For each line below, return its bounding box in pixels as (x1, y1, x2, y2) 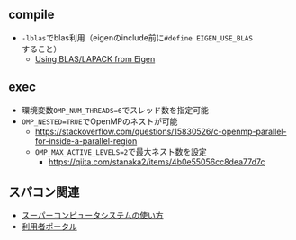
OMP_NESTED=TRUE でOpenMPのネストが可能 (21, 116, 178, 127)
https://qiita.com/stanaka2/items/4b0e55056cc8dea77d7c (48, 156, 265, 167)
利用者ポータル (21, 221, 77, 232)
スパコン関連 (8, 184, 80, 200)
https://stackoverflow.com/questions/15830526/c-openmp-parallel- (34, 126, 287, 137)
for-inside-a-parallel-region (34, 135, 138, 147)
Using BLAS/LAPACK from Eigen (34, 53, 156, 64)
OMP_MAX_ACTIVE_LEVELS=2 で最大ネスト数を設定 (34, 146, 208, 156)
